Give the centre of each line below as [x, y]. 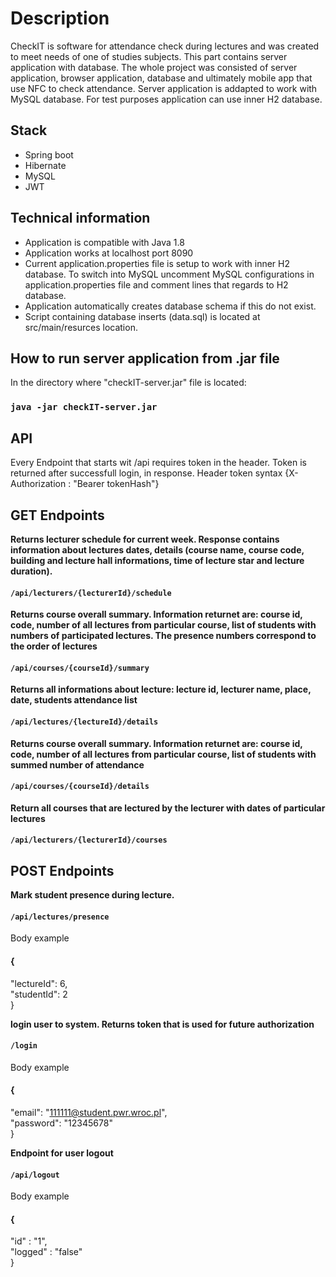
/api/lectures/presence [60, 917]
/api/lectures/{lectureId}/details [84, 722]
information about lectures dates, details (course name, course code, [157, 549]
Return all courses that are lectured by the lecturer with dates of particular [168, 808]
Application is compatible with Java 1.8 [104, 242]
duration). [31, 571]
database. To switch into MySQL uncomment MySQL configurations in [169, 274]
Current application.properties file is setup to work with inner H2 [157, 263]
